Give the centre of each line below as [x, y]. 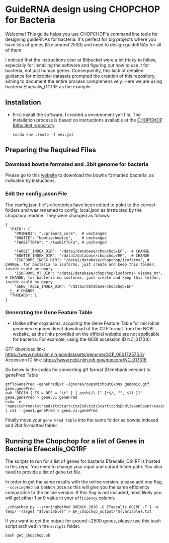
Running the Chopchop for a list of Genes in [75, 441]
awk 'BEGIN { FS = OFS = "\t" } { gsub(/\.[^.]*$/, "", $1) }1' [74, 393]
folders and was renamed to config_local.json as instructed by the [74, 210]
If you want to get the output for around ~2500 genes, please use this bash [83, 521]
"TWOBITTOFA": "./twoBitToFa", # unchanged [61, 242]
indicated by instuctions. [31, 180]
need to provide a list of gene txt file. [43, 472]
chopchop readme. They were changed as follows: [58, 215]
